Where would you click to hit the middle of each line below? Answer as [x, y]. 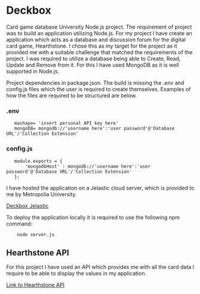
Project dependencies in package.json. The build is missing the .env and [95, 83]
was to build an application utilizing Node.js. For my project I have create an [99, 33]
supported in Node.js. [33, 71]
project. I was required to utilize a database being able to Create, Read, [93, 58]
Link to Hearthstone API [35, 285]
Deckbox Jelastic [27, 206]
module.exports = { [38, 161]
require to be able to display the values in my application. [76, 273]
